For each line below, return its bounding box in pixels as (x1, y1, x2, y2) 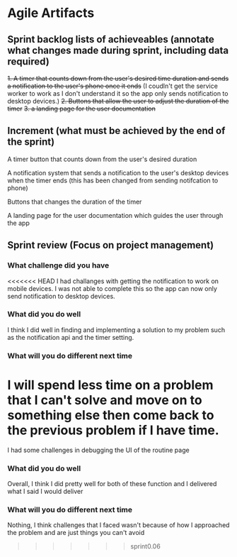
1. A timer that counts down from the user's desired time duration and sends (7, 75, 229, 82)
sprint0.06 (130, 542, 161, 551)
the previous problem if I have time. (7, 422, 219, 438)
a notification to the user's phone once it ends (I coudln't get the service (7, 82, 218, 90)
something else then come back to (7, 407, 214, 423)
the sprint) (7, 136, 55, 148)
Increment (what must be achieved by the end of (7, 125, 226, 137)
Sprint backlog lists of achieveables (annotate (7, 33, 214, 45)
